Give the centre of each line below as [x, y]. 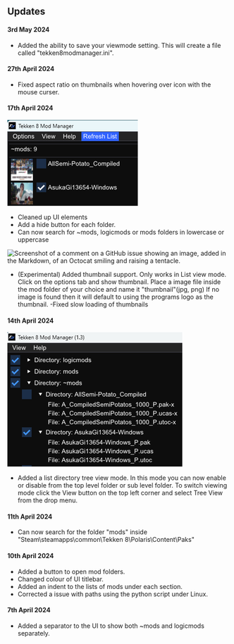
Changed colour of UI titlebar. [61, 579]
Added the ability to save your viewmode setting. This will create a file [119, 45]
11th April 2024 [30, 516]
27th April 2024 [31, 69]
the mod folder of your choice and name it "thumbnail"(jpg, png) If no [118, 289]
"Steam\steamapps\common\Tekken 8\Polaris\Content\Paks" [106, 540]
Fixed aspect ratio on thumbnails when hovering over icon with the [114, 85]
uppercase [33, 240]
